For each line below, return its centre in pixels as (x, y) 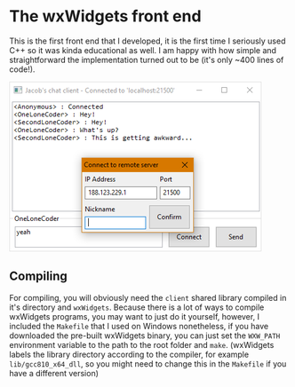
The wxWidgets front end (105, 16)
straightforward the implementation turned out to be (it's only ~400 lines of (147, 59)
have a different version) (54, 373)
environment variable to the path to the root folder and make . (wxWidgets (142, 344)
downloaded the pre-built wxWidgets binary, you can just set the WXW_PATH (145, 336)
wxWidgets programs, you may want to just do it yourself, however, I (135, 316)
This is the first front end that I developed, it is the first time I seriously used (147, 41)
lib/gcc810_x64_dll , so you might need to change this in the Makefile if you (148, 363)
